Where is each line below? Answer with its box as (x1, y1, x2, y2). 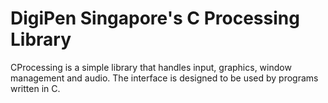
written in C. (10, 82, 61, 94)
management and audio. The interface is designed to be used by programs (10, 72, 319, 84)
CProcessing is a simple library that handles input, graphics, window (10, 61, 292, 73)
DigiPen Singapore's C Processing (10, 7, 300, 30)
